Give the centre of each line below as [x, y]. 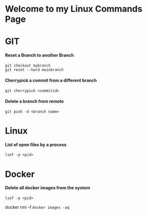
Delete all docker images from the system [48, 188]
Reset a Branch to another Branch [39, 55]
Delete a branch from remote [35, 101]
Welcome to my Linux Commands [74, 9]
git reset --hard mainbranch [34, 70]
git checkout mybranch [28, 66]
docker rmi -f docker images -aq [37, 207]
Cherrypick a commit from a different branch [51, 81]
